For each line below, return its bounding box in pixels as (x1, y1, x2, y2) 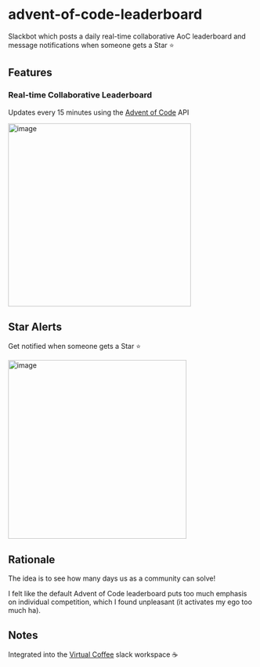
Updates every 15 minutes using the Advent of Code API (8, 108, 190, 117)
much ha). (8, 606, 42, 615)
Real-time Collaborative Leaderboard (8, 90, 153, 101)
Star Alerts (8, 321, 63, 334)
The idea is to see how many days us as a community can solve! (8, 574, 216, 583)
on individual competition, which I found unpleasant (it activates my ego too (8, 597, 253, 607)
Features (8, 66, 52, 79)
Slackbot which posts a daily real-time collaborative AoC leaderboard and (8, 31, 247, 41)
